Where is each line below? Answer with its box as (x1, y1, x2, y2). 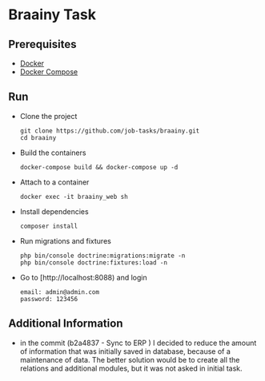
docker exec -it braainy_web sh (19, 192, 128, 200)
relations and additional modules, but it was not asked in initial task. (19, 363, 243, 373)
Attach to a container (19, 177, 90, 187)
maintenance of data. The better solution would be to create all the (19, 355, 240, 364)
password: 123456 (19, 295, 78, 303)
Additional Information (8, 317, 123, 331)
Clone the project (19, 111, 78, 121)
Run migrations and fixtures (19, 236, 112, 245)
